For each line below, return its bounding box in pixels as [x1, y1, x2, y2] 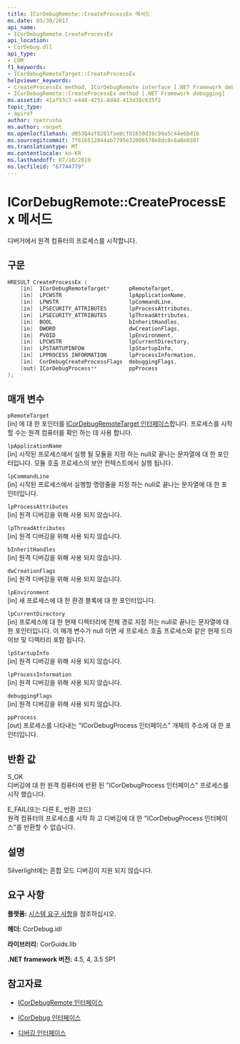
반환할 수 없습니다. [24, 823, 76, 832]
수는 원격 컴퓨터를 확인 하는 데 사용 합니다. [14, 428, 134, 437]
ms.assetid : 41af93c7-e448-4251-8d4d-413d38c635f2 [7, 97, 161, 104]
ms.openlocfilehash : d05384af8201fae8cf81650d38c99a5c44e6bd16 [7, 130, 200, 137]
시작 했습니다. [7, 790, 46, 798]
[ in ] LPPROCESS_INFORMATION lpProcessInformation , [20, 351, 196, 359]
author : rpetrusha [7, 116, 62, 124]
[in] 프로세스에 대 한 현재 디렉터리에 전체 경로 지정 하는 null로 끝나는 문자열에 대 [7, 618, 229, 626]
